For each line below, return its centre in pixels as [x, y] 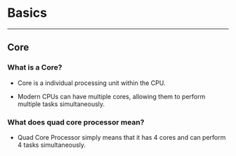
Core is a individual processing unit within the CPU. [91, 83]
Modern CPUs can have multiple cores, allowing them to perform [111, 96]
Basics [27, 13]
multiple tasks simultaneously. [61, 104]
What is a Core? [35, 67]
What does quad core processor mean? [76, 122]
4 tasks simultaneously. [52, 145]
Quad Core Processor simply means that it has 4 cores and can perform [122, 137]
